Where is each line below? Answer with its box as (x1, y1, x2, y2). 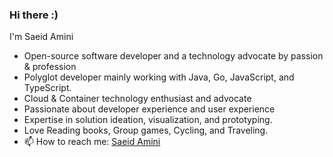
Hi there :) (9, 8, 59, 22)
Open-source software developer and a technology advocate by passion (23, 50, 324, 62)
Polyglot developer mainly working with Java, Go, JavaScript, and (23, 71, 295, 83)
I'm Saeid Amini (9, 31, 74, 43)
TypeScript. (23, 82, 72, 94)
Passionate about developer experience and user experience (23, 103, 276, 115)
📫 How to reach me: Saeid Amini (23, 136, 161, 148)
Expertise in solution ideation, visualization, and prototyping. (23, 114, 273, 126)
